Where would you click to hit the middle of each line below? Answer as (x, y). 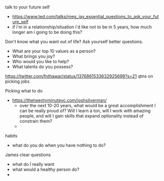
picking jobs (17, 81)
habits (11, 136)
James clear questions (28, 155)
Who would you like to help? (41, 61)
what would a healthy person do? (46, 169)
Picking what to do (24, 91)
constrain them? (36, 121)
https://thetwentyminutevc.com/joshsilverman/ (59, 100)
